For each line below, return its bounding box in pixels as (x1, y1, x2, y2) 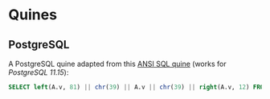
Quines (8, 6, 58, 24)
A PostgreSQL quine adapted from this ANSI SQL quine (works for (8, 59, 227, 68)
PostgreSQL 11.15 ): (8, 68, 69, 77)
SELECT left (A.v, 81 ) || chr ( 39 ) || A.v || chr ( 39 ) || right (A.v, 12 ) (8, 83, 250, 91)
